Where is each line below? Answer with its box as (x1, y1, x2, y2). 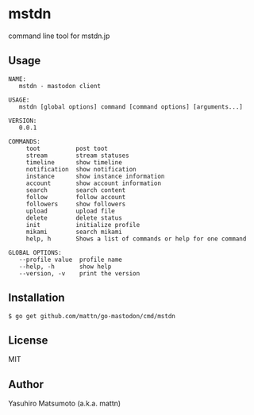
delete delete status (25, 213, 123, 222)
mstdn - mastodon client (18, 82, 102, 90)
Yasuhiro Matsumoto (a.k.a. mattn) (8, 398, 121, 409)
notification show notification (25, 165, 137, 173)
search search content (25, 186, 126, 194)
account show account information (25, 179, 161, 187)
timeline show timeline (25, 158, 123, 167)
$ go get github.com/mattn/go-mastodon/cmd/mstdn (8, 312, 176, 320)
